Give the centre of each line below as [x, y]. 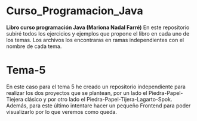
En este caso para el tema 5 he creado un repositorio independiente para [96, 87]
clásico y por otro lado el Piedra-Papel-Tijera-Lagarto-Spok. [98, 99]
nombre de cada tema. [34, 46]
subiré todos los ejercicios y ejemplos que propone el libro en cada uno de [98, 33]
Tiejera [15, 99]
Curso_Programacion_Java [75, 11]
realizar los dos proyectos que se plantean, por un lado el [77, 93]
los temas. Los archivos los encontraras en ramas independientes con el [95, 40]
